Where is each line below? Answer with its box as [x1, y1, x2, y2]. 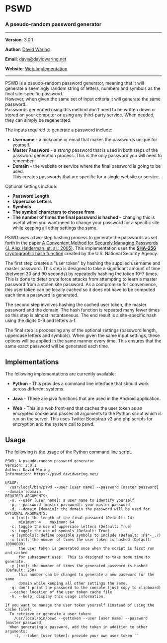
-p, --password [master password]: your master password [9, 502, 130, 507]
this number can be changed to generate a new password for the [18, 572, 155, 577]
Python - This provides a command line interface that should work [12, 380, 149, 387]
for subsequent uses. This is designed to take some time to [18, 555, 150, 560]
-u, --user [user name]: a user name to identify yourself [9, 498, 135, 503]
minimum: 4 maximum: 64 [18, 520, 75, 525]
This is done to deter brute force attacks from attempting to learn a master [5, 276, 158, 282]
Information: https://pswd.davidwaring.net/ [5, 472, 99, 477]
